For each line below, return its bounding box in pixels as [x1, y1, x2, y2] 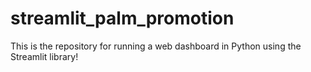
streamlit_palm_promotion [10, 7, 235, 30]
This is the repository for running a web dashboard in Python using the [10, 40, 302, 52]
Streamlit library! [10, 50, 79, 62]
